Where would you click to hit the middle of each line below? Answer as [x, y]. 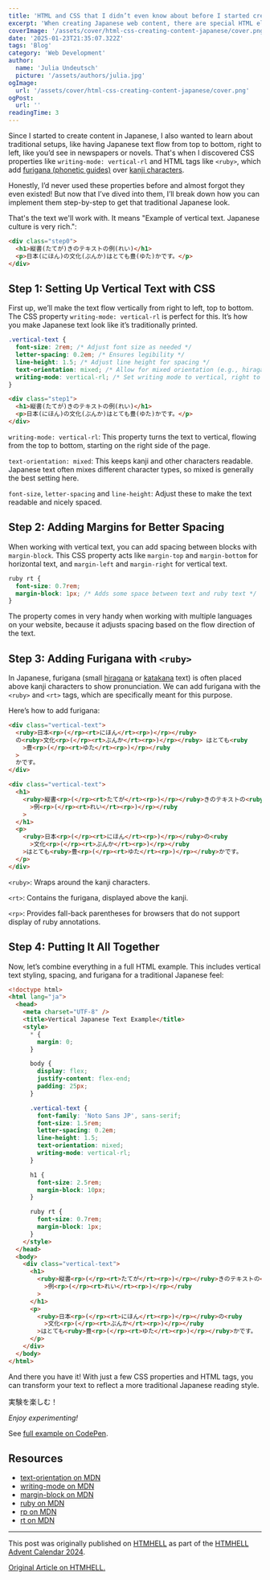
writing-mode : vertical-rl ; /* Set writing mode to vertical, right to [138, 377]
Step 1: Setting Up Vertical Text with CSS [112, 289]
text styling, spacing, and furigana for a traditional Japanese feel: [116, 975]
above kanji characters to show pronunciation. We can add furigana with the [135, 687]
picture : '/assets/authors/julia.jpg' [81, 76]
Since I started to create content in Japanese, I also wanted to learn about [131, 136]
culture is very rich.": [43, 227]
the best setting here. [44, 478]
